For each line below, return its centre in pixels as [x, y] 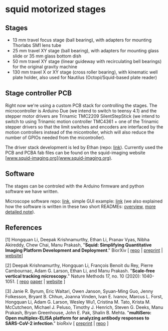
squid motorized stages [56, 9]
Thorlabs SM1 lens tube [37, 45]
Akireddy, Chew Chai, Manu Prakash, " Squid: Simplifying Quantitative [78, 245]
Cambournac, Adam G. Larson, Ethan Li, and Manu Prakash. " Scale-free [80, 271]
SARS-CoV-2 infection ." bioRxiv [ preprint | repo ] [57, 323]
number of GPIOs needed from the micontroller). [55, 138]
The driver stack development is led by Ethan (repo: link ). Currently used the [84, 147]
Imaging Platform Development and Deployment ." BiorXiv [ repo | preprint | [84, 250]
